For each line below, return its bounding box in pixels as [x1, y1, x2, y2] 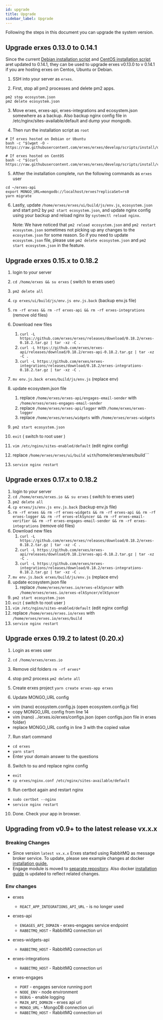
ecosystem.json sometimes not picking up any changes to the [12, 227, 135, 233]
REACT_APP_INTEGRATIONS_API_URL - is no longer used [19, 903, 124, 909]
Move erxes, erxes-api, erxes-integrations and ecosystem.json [12, 108, 138, 113]
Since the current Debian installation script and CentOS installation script [5, 56, 151, 62]
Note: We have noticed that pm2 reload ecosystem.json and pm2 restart [12, 222, 156, 228]
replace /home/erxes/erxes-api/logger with [19, 405, 106, 411]
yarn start [12, 749, 35, 754]
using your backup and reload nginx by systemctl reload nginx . [12, 212, 141, 218]
